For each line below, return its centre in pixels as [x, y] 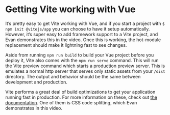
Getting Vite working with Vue [70, 9]
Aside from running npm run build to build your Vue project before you [80, 55]
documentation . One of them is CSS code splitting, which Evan [71, 102]
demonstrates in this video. [34, 108]
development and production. [36, 82]
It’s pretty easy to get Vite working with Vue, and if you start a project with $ [85, 23]
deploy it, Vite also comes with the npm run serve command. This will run [82, 60]
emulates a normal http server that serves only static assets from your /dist [86, 71]
